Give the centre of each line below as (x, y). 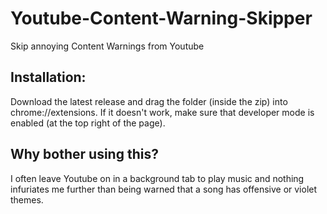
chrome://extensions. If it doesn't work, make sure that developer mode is (162, 112)
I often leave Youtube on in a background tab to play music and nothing (157, 178)
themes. (27, 199)
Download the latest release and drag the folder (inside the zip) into (149, 101)
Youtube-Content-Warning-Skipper (161, 18)
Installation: (48, 77)
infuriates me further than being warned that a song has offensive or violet (164, 189)
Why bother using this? (84, 154)
